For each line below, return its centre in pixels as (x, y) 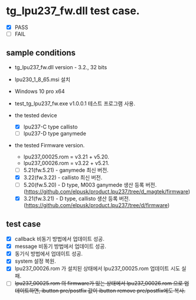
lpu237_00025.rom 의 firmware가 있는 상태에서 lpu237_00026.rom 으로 (99, 283)
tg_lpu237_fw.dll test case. (73, 11)
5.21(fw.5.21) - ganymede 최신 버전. (66, 170)
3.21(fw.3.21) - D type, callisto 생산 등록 (71, 199)
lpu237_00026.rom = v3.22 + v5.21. (66, 163)
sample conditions (41, 53)
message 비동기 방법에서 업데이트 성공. (60, 246)
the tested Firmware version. (50, 145)
